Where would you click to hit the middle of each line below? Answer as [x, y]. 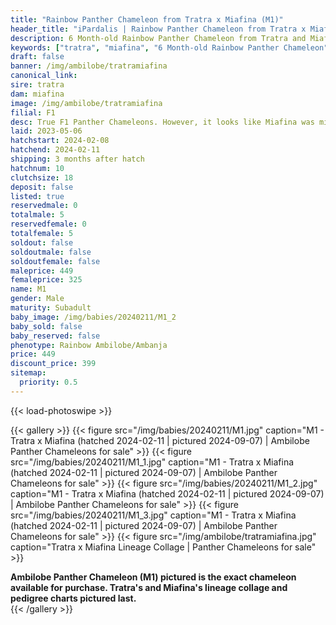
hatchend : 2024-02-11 [55, 150]
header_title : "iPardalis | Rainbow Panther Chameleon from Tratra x [158, 29]
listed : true [37, 196]
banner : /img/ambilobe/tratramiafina [89, 66]
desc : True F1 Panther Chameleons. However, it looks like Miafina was [162, 122]
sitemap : [28, 373]
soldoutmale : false [51, 252]
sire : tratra [37, 85]
